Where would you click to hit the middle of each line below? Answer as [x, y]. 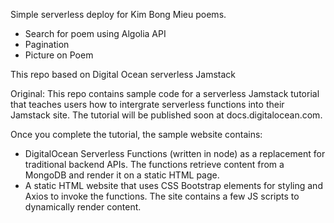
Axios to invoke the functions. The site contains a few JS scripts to [162, 196]
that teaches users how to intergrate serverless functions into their [147, 104]
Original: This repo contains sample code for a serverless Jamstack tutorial [165, 93]
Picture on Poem [59, 55]
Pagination [47, 44]
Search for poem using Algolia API [95, 33]
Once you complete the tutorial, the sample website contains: [136, 134]
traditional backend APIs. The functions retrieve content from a [154, 164]
